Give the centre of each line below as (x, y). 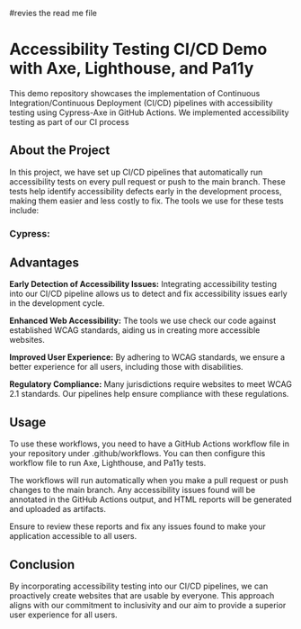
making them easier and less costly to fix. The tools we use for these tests (147, 201)
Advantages (44, 263)
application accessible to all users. (73, 536)
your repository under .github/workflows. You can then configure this (137, 454)
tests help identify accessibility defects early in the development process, (146, 191)
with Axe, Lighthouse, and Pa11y (132, 69)
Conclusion (42, 565)
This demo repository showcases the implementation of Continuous (135, 93)
